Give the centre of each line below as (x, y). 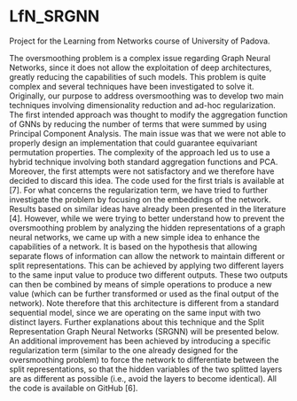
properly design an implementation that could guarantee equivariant (133, 143)
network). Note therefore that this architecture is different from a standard (144, 303)
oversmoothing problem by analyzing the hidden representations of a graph (147, 227)
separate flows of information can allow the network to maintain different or (147, 256)
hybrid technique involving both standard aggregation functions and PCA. (144, 161)
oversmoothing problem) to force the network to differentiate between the (144, 359)
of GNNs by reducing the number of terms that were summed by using (138, 124)
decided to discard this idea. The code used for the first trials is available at (147, 180)
